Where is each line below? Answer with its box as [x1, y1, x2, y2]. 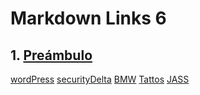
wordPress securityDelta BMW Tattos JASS [10, 73, 190, 85]
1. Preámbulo [10, 47, 93, 64]
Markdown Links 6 [10, 7, 167, 30]
